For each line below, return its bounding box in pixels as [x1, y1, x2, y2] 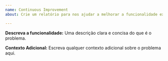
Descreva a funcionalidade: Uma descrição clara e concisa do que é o [5, 30, 151, 36]
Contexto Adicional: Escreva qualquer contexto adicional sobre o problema [5, 45, 161, 51]
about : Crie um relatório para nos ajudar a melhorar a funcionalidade [5, 12, 157, 17]
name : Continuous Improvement [5, 7, 68, 12]
